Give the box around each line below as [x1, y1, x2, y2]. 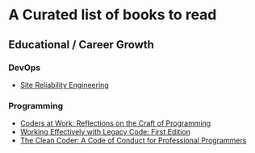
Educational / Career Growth [8, 38, 155, 52]
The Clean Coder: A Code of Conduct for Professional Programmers [19, 135, 247, 146]
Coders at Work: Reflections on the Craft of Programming [19, 118, 211, 128]
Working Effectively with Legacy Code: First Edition [19, 127, 191, 137]
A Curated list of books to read [8, 6, 217, 24]
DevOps [8, 62, 41, 73]
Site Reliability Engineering [19, 80, 109, 89]
